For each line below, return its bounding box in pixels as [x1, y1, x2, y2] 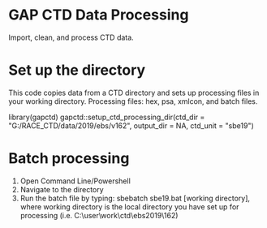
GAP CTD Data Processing [8, 6, 189, 24]
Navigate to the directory [19, 184, 104, 194]
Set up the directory [8, 61, 146, 80]
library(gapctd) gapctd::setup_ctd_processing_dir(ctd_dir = [8, 112, 205, 122]
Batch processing [8, 149, 130, 168]
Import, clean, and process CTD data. [8, 32, 134, 42]
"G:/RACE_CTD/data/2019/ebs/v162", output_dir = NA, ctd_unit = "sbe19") [8, 120, 254, 131]
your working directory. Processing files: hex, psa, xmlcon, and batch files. [8, 96, 258, 106]
